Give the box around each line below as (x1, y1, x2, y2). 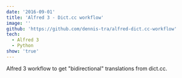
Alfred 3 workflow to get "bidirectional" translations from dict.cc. (6, 65, 167, 72)
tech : (6, 31, 20, 37)
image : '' (6, 20, 31, 26)
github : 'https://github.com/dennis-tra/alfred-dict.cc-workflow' (6, 25, 177, 32)
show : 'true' (6, 48, 39, 54)
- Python (11, 43, 34, 49)
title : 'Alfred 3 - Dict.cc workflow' (6, 15, 104, 21)
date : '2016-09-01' (6, 8, 56, 15)
